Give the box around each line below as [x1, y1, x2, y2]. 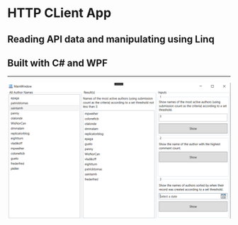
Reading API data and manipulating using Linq [7, 33, 215, 45]
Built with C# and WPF [7, 57, 108, 69]
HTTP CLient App [7, 5, 112, 21]
